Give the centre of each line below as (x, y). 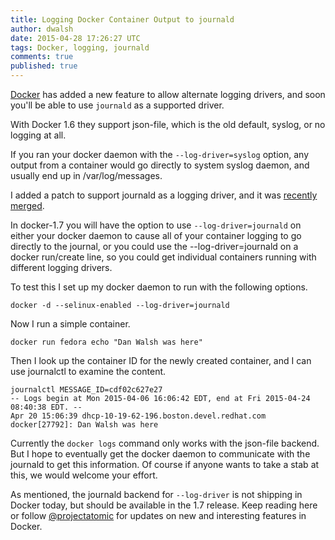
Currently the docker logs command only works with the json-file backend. (165, 443)
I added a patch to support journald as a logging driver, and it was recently (164, 195)
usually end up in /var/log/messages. (86, 175)
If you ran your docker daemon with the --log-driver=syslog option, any (160, 154)
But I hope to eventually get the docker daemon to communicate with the (160, 454)
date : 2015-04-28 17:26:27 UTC (75, 38)
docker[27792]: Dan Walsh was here (84, 425)
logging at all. (38, 135)
